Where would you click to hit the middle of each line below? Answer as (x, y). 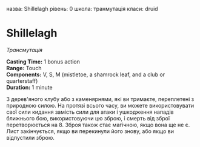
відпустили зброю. (30, 137)
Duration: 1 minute (29, 87)
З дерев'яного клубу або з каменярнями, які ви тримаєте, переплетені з (100, 99)
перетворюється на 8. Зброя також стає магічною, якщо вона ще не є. (98, 125)
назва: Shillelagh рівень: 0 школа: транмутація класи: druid (82, 9)
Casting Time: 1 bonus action (43, 61)
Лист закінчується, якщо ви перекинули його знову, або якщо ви (90, 131)
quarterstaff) (22, 80)
